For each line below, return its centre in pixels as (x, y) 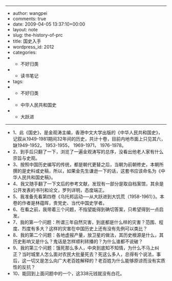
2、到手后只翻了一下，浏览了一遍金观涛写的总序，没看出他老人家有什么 (88, 152)
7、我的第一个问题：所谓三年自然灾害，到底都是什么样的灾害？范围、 (86, 222)
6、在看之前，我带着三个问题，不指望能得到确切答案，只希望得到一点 (86, 209)
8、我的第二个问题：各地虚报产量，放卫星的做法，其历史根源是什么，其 (88, 235)
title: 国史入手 (27, 41)
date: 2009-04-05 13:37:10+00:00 (49, 24)
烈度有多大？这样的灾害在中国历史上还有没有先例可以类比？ (84, 228)
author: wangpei (30, 13)
